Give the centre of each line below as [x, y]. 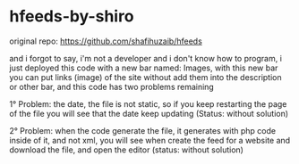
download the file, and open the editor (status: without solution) [127, 150]
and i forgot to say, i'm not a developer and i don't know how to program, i [145, 58]
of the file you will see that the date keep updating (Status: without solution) [149, 113]
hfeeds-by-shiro [72, 16]
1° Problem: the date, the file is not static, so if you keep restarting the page [148, 103]
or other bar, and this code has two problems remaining [112, 86]
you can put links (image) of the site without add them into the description [145, 77]
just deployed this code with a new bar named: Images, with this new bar [144, 68]
